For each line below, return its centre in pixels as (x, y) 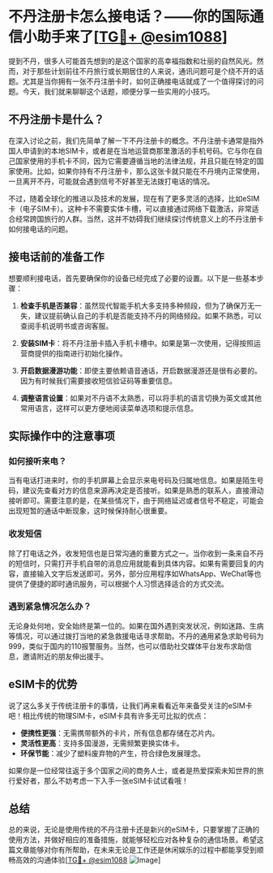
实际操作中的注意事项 (62, 436)
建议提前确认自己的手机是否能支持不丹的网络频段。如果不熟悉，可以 (148, 315)
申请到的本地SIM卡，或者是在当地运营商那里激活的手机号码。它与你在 (139, 150)
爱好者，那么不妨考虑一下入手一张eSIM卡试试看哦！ (102, 780)
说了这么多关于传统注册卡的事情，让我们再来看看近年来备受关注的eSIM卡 (130, 705)
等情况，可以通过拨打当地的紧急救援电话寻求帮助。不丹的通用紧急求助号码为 (136, 636)
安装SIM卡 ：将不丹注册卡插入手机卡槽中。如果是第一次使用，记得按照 (136, 343)
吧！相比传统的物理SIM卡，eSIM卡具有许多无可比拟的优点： (109, 715)
